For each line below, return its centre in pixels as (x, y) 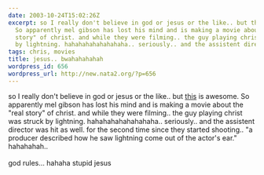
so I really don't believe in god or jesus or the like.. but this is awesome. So (129, 96)
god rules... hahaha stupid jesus (60, 162)
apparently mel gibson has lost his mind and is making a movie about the (126, 104)
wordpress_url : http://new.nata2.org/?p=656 (82, 74)
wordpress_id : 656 (38, 67)
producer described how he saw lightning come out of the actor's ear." (123, 137)
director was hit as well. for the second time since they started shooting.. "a (130, 129)
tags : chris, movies (42, 52)
